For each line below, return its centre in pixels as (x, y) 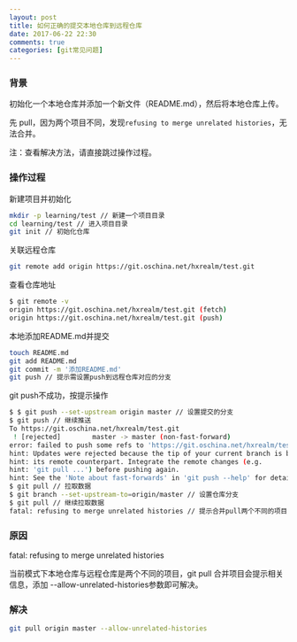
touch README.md (39, 352)
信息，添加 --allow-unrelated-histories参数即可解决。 (106, 584)
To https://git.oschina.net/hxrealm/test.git (94, 429)
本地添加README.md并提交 (60, 336)
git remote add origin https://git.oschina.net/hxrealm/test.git (132, 267)
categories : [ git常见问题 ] (56, 50)
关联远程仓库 (32, 250)
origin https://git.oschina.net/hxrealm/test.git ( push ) (116, 318)
